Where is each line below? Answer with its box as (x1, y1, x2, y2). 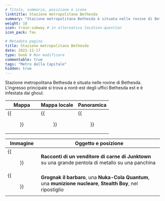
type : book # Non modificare (5, 52, 65, 57)
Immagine (9, 140, 34, 147)
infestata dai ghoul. (5, 90, 44, 96)
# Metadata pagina (5, 39, 43, 44)
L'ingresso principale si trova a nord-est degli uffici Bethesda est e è (5, 85, 143, 91)
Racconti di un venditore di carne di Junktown (41, 153, 151, 160)
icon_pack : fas (5, 30, 36, 35)
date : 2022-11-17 (5, 48, 41, 53)
